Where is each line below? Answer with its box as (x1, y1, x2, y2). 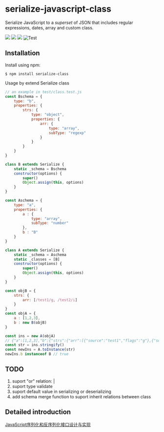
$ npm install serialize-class (5, 71, 69, 76)
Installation (5, 49, 40, 57)
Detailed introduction (5, 408, 71, 416)
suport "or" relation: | (12, 378, 55, 384)
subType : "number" (31, 221, 69, 226)
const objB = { (5, 288, 36, 293)
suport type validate (12, 383, 53, 389)
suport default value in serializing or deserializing (12, 389, 111, 394)
